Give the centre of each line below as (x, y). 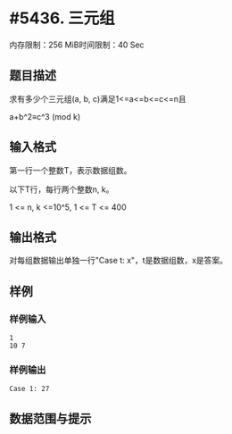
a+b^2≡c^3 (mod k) (45, 116)
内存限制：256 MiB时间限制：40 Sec (77, 45)
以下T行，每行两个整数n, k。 (62, 189)
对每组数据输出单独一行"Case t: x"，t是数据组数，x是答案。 (119, 261)
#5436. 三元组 (62, 18)
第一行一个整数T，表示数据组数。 (70, 170)
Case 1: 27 (29, 389)
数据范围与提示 (50, 418)
